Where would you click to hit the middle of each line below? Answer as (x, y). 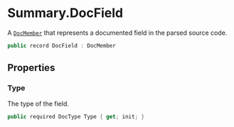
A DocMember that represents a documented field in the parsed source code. (117, 33)
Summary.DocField (65, 13)
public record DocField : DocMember (62, 45)
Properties (31, 68)
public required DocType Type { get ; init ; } (76, 116)
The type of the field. (38, 104)
